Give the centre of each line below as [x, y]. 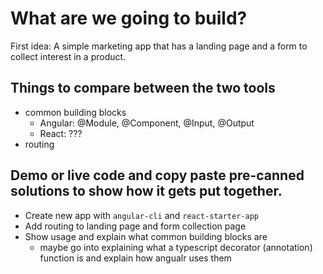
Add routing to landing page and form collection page [135, 226]
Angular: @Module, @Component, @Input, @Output [147, 123]
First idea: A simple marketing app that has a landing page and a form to [159, 46]
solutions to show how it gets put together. [146, 191]
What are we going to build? [129, 18]
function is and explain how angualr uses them [135, 258]
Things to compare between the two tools [143, 88]
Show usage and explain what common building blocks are [146, 236]
